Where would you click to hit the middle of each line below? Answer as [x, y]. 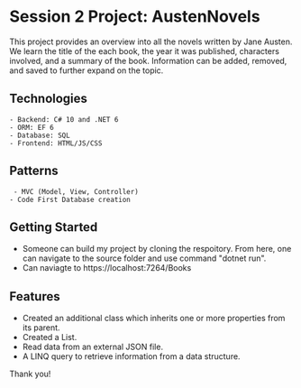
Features [35, 296]
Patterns [34, 171]
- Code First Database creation [70, 199]
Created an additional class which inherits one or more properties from [154, 319]
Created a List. [50, 337]
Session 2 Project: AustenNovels [135, 17]
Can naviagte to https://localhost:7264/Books [107, 268]
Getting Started [54, 227]
